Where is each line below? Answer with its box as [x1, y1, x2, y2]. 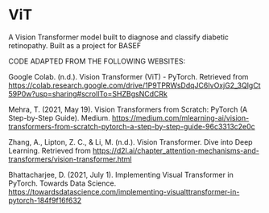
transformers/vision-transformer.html [8, 154, 132, 164]
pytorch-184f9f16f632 [8, 195, 82, 205]
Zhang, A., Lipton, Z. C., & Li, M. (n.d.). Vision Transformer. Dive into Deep [8, 137, 253, 146]
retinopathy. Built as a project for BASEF [8, 40, 142, 50]
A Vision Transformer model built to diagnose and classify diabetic [8, 32, 230, 42]
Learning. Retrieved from [8, 145, 91, 155]
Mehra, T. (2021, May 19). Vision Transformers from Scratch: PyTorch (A [8, 104, 248, 114]
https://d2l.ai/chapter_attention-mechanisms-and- [92, 145, 259, 155]
